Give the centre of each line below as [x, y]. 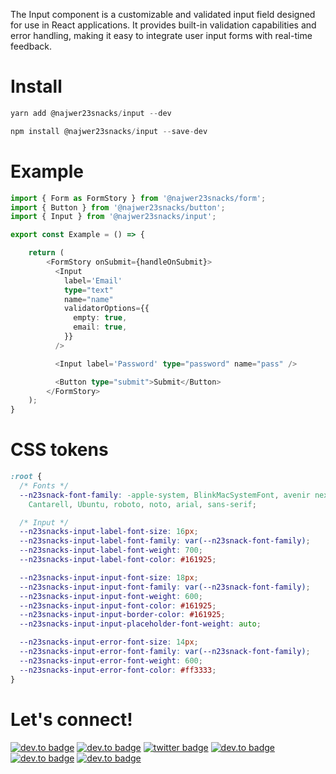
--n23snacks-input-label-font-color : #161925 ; [118, 560]
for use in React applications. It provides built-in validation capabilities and [163, 25]
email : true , [100, 327]
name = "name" [88, 299]
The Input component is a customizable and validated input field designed [163, 14]
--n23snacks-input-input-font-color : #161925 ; [118, 605]
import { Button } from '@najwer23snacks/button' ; [118, 207]
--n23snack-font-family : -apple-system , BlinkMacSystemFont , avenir [165, 495]
